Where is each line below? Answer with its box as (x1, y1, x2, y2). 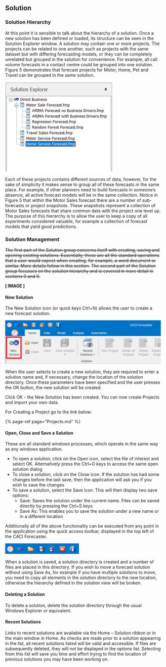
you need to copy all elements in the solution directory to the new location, (5, 575, 157, 580)
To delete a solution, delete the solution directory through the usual (5, 602, 142, 608)
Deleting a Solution (5, 591, 45, 597)
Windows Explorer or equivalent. (5, 608, 72, 614)
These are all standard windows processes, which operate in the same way (5, 441, 159, 447)
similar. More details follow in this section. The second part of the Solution (5, 263, 156, 268)
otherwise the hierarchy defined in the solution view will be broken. (5, 580, 142, 586)
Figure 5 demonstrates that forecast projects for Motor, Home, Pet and (5, 67, 149, 73)
